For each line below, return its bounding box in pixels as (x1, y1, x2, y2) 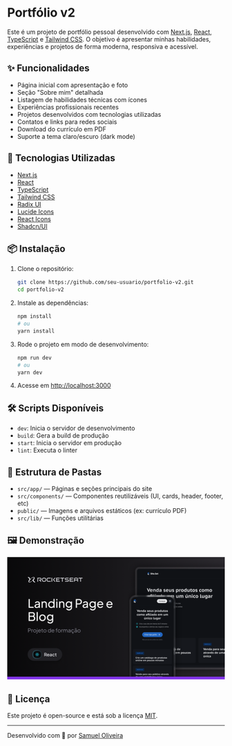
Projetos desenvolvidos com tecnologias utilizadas (17, 110, 162, 118)
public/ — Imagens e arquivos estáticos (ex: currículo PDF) (17, 507, 187, 514)
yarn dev (17, 369, 43, 376)
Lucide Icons (17, 207, 54, 216)
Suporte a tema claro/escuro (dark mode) (17, 132, 136, 140)
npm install (17, 313, 52, 320)
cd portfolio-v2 (17, 286, 64, 293)
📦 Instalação (7, 243, 66, 254)
